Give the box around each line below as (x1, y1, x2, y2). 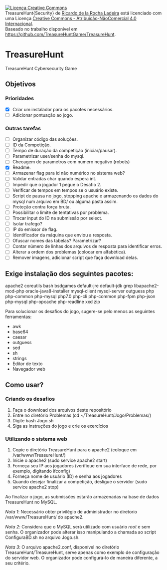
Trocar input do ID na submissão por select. (12, 215, 103, 221)
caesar (12, 334, 27, 340)
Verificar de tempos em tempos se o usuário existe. (12, 187, 119, 193)
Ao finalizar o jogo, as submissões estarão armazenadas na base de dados (5, 494, 160, 500)
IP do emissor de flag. (12, 226, 58, 232)
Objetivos (5, 80, 36, 89)
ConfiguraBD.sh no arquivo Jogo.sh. (5, 534, 80, 540)
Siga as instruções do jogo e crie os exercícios (12, 423, 109, 429)
